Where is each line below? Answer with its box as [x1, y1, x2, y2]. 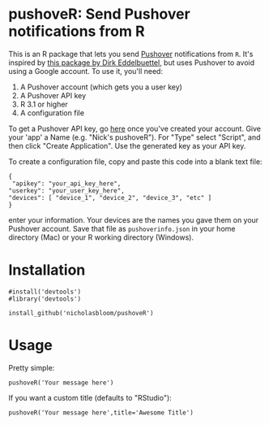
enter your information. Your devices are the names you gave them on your [8, 215, 259, 224]
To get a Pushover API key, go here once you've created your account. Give [8, 124, 262, 133]
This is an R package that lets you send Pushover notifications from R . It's [8, 49, 254, 59]
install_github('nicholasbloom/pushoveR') [8, 309, 154, 317]
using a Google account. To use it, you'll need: [8, 66, 164, 76]
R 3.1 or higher [19, 99, 69, 109]
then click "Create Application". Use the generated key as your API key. [8, 141, 246, 150]
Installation [8, 261, 86, 280]
